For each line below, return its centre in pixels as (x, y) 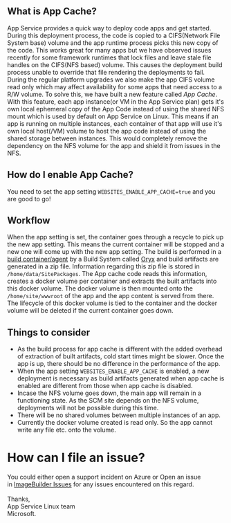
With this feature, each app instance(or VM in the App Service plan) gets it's (116, 101)
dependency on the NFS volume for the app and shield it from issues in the (114, 145)
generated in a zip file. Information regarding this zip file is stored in (103, 266)
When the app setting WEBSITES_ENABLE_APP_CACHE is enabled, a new (113, 371)
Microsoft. (22, 514)
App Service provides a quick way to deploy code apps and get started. (109, 28)
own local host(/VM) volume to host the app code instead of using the (107, 131)
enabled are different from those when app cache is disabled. (105, 386)
